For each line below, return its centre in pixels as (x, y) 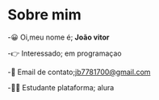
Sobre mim (44, 15)
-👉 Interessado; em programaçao (65, 53)
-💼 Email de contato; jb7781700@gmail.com (79, 72)
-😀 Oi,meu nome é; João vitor (59, 37)
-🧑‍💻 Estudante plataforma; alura (61, 87)
